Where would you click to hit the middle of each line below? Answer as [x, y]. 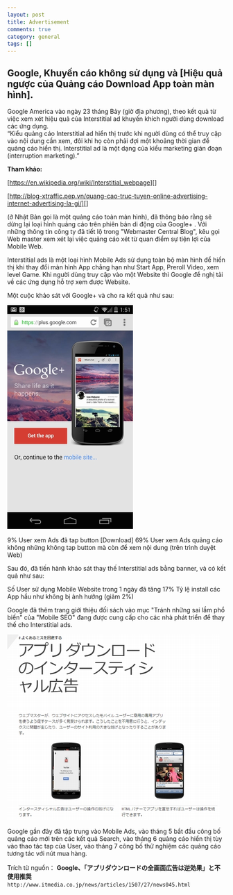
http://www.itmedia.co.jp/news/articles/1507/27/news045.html [99, 885]
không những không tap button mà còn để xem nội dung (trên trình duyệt [112, 547]
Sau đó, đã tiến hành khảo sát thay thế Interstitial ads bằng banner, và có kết [116, 568]
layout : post [26, 15]
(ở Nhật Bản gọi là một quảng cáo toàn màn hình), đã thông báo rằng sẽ [110, 217]
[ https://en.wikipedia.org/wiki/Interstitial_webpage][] [82, 182]
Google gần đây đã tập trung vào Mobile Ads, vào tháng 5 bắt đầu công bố [114, 831]
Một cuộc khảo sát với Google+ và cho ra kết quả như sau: [91, 295]
